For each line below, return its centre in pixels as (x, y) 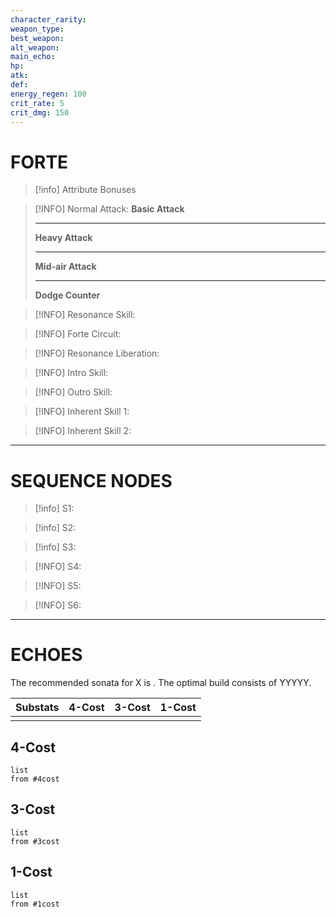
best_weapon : (37, 38)
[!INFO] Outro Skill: (73, 392)
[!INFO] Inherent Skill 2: (83, 431)
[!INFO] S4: (58, 567)
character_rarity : (48, 19)
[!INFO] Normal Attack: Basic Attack (109, 209)
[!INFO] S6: (58, 605)
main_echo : (33, 57)
